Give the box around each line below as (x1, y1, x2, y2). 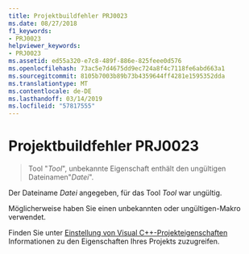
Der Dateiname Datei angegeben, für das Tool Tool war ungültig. (8, 188, 222, 198)
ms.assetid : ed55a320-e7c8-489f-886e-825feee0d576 (8, 57, 182, 66)
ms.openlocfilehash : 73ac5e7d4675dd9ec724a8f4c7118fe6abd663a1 (8, 65, 226, 73)
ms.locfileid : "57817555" (8, 102, 95, 110)
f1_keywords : (8, 27, 52, 35)
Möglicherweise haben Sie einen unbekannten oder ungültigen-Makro (8, 204, 241, 214)
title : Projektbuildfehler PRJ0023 (8, 11, 128, 20)
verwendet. (8, 212, 47, 222)
